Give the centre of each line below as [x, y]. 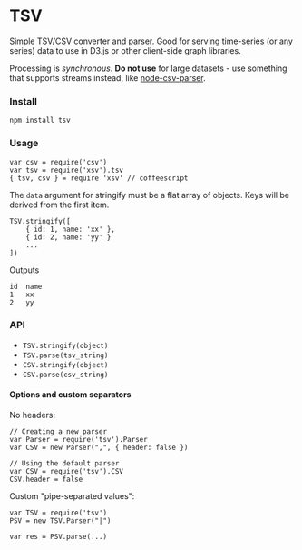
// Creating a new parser [58, 432]
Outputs [24, 270]
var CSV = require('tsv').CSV [67, 472]
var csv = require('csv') [58, 162]
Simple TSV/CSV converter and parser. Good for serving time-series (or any [151, 41]
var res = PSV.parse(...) [58, 537]
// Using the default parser [64, 464]
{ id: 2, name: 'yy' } [68, 237]
